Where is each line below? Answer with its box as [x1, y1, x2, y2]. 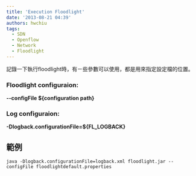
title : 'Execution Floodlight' [6, 8, 85, 15]
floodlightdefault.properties [36, 164, 112, 170]
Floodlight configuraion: [6, 81, 79, 89]
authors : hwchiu [6, 20, 47, 26]
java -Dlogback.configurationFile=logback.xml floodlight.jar [6, 159, 166, 165]
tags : [6, 25, 20, 32]
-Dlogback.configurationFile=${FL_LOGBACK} [6, 123, 126, 130]
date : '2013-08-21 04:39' [6, 14, 71, 20]
